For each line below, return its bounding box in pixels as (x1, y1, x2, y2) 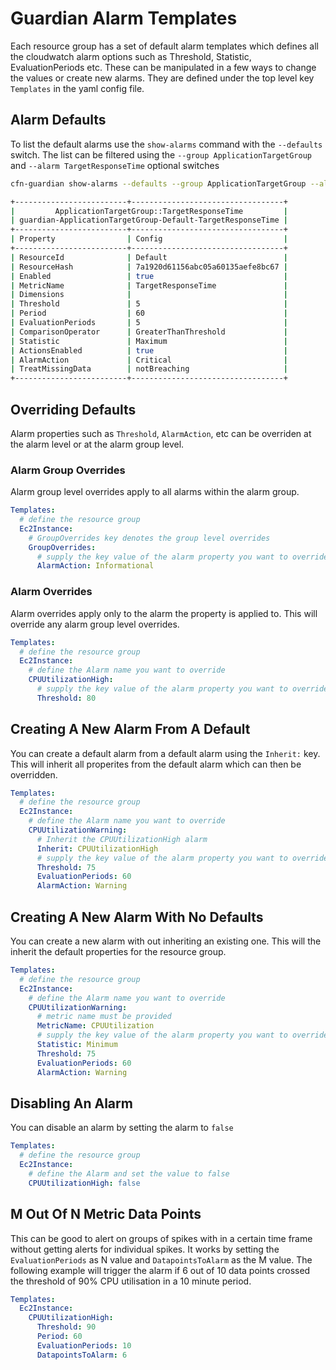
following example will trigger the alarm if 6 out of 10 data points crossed (10, 1264, 311, 1276)
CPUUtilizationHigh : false (28, 1178, 141, 1188)
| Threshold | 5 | (10, 299, 288, 309)
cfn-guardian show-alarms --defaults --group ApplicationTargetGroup (10, 178, 307, 189)
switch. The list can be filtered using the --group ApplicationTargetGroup (10, 148, 312, 161)
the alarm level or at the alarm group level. (10, 438, 185, 450)
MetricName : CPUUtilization (36, 1021, 155, 1031)
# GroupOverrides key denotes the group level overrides (28, 533, 271, 543)
